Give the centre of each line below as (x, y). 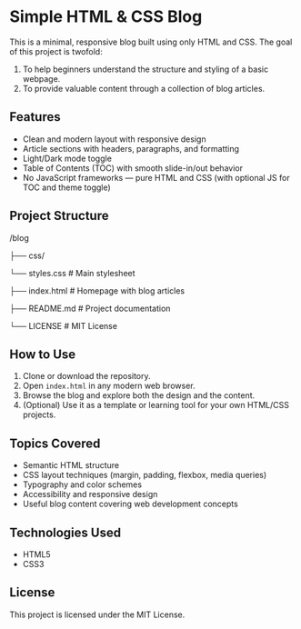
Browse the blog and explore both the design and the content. (139, 395)
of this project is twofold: (56, 51)
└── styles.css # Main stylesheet (72, 273)
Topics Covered (55, 443)
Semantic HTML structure (71, 465)
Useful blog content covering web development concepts (130, 504)
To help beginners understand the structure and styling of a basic (145, 69)
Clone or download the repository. (87, 376)
